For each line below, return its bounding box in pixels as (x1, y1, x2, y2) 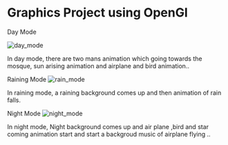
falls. (7, 95, 21, 104)
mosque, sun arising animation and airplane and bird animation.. (7, 61, 190, 70)
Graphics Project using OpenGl (7, 5, 188, 21)
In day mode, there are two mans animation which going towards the (7, 54, 202, 63)
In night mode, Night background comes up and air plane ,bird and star (7, 122, 209, 130)
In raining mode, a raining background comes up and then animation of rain (7, 88, 222, 97)
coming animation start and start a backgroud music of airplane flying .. (7, 130, 211, 138)
